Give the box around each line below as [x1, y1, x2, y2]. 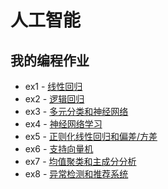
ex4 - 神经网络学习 [24, 118, 103, 130]
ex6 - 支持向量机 [24, 143, 94, 155]
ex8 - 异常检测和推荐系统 [24, 168, 129, 180]
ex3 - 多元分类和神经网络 [24, 106, 129, 117]
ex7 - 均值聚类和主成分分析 [24, 156, 137, 167]
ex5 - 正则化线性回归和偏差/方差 [24, 131, 158, 142]
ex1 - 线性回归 [24, 81, 83, 92]
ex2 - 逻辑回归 [24, 93, 85, 105]
